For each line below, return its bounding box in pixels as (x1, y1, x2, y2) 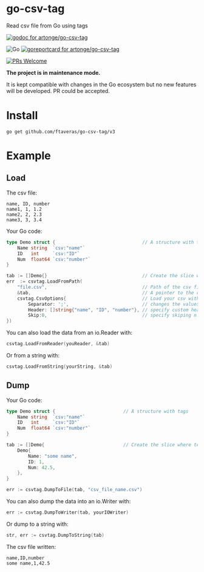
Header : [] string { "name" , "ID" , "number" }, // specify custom (28, 306, 189, 313)
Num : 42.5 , (28, 464, 56, 470)
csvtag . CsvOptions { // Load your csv (17, 295, 186, 302)
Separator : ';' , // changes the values (28, 301, 200, 307)
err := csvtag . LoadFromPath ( (6, 278, 83, 284)
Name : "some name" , (28, 453, 78, 459)
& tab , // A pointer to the (17, 289, 194, 296)
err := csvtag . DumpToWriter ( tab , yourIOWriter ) (6, 509, 129, 515)
